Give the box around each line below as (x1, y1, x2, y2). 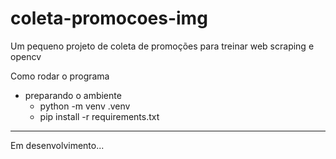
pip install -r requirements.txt (39, 110, 160, 122)
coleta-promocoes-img (10, 7, 208, 30)
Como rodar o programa (10, 70, 110, 82)
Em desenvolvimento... (10, 139, 105, 151)
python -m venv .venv (39, 100, 131, 112)
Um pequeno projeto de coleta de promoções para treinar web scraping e (10, 40, 315, 52)
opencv (10, 50, 42, 62)
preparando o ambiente (24, 89, 122, 101)
